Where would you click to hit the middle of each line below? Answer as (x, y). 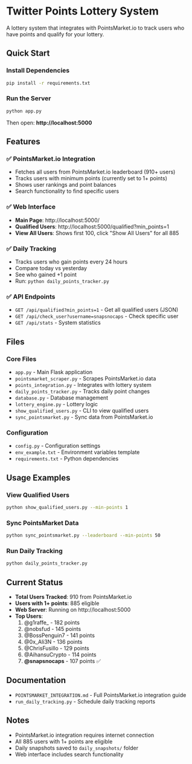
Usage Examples (38, 478)
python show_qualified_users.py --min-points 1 (67, 507)
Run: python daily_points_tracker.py (62, 281)
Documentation (36, 680)
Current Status (35, 582)
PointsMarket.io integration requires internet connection (85, 735)
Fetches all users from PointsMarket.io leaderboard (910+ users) (95, 172)
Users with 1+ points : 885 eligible (57, 603)
